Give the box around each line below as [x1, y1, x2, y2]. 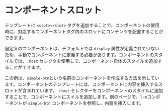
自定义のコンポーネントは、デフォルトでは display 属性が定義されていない [5, 45, 159, 51]
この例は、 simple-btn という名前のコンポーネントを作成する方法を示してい [5, 75, 159, 81]
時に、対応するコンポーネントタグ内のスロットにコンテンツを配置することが [5, 28, 163, 34]
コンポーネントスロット [5, 5, 102, 16]
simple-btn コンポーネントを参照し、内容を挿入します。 [28, 100, 144, 106]
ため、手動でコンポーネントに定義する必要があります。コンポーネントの [5, 51, 154, 58]
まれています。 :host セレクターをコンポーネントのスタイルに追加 [26, 87, 163, 93]
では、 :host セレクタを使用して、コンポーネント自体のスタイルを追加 [13, 58, 158, 64]
